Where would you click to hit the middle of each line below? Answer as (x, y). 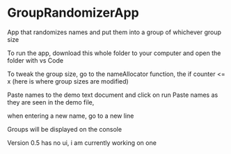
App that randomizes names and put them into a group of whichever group (114, 32)
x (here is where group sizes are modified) (68, 81)
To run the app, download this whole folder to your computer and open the (114, 53)
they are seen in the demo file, (51, 102)
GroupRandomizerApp (73, 13)
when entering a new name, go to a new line (71, 116)
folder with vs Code (35, 60)
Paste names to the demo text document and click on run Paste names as (113, 95)
